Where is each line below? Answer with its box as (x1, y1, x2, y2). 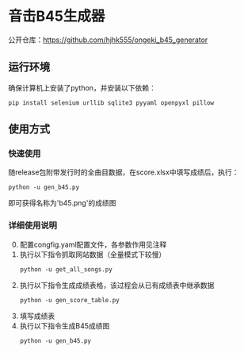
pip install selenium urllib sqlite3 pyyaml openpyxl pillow (8, 98, 215, 107)
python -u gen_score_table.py (19, 296, 120, 304)
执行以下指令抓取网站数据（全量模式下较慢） (19, 249, 166, 259)
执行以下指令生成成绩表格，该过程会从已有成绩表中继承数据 (19, 280, 215, 290)
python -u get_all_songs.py (19, 265, 112, 274)
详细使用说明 (8, 220, 58, 231)
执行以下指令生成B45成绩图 (19, 320, 110, 330)
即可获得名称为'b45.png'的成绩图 (8, 198, 116, 208)
